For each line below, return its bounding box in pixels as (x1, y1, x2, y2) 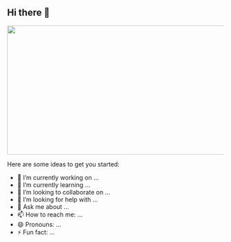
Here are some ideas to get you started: (7, 159, 120, 168)
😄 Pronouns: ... (16, 220, 62, 228)
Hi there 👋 (7, 7, 50, 19)
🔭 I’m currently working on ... (16, 173, 99, 181)
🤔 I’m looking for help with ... (16, 195, 98, 203)
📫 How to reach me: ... (16, 210, 83, 219)
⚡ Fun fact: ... (16, 228, 55, 236)
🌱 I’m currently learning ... (16, 180, 91, 189)
